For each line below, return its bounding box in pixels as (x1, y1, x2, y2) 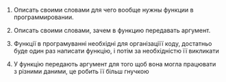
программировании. (13, 13, 74, 21)
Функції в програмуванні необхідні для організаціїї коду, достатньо (13, 40, 212, 47)
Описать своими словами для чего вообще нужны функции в (13, 6, 194, 14)
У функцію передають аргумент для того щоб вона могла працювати (13, 60, 216, 68)
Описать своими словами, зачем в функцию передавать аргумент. (13, 27, 211, 34)
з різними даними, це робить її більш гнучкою (13, 68, 149, 75)
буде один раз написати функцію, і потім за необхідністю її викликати (13, 47, 219, 55)
